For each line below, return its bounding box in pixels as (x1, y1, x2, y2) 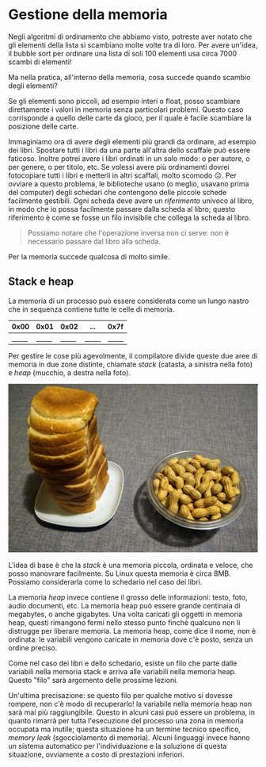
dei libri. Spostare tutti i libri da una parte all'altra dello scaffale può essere (8, 145, 251, 155)
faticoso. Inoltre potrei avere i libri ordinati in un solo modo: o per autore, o (8, 153, 251, 163)
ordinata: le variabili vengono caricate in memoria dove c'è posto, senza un (8, 635, 253, 644)
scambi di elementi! (8, 57, 72, 67)
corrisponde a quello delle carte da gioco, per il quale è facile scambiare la (8, 113, 252, 122)
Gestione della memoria (8, 6, 168, 24)
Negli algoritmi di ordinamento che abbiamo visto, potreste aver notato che (8, 32, 253, 41)
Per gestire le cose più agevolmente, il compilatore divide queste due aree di (8, 351, 258, 360)
